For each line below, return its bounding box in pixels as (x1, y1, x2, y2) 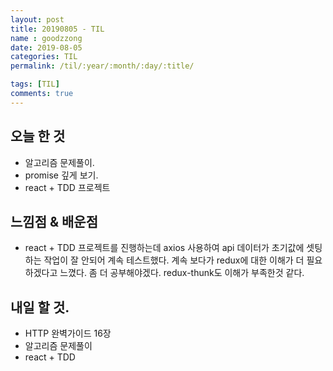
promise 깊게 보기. (24, 169, 99, 181)
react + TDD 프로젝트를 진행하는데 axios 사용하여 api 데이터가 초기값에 (24, 242, 305, 254)
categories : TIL (10, 52, 78, 62)
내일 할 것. (10, 299, 70, 316)
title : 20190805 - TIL (10, 24, 105, 34)
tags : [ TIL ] (10, 79, 60, 90)
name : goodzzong (10, 33, 83, 43)
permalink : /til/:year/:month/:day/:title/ (10, 61, 195, 71)
